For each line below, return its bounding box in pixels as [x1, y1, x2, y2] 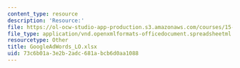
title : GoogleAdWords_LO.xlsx [7, 43, 98, 50]
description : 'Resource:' [7, 17, 84, 24]
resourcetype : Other [7, 37, 69, 44]
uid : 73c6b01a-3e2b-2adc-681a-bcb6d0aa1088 [7, 50, 139, 57]
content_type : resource [7, 10, 79, 18]
